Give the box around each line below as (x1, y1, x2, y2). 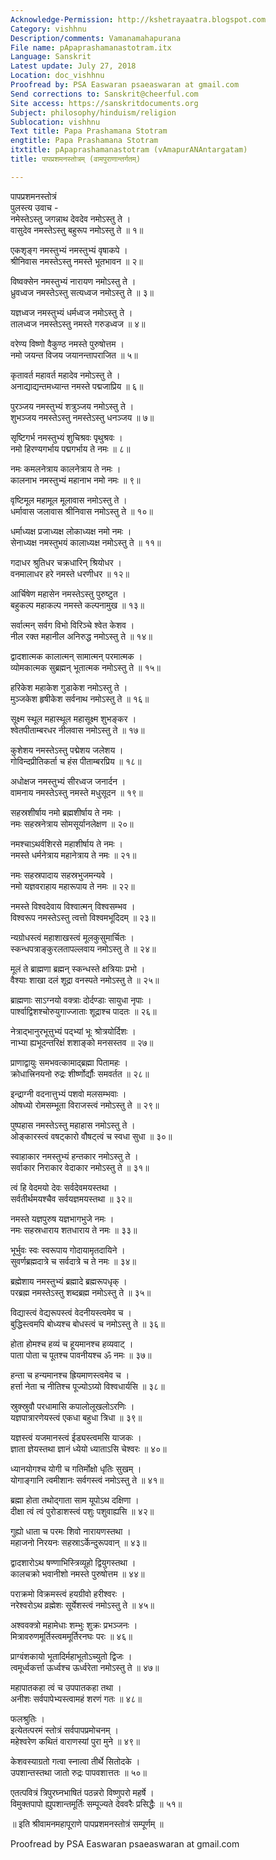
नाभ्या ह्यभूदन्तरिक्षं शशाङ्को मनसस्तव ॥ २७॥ (10, 1036, 154, 1048)
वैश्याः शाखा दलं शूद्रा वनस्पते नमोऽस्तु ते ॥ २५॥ (10, 974, 160, 986)
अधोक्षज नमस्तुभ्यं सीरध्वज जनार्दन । (10, 775, 127, 787)
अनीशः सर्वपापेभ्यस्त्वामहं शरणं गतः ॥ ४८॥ (10, 1692, 142, 1705)
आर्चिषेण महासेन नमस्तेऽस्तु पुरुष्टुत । (10, 587, 127, 600)
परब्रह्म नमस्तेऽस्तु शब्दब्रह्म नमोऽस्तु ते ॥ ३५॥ (10, 1286, 152, 1298)
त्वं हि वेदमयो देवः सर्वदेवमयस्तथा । (10, 1181, 118, 1193)
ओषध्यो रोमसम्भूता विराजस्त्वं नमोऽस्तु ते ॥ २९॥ (10, 1099, 160, 1111)
